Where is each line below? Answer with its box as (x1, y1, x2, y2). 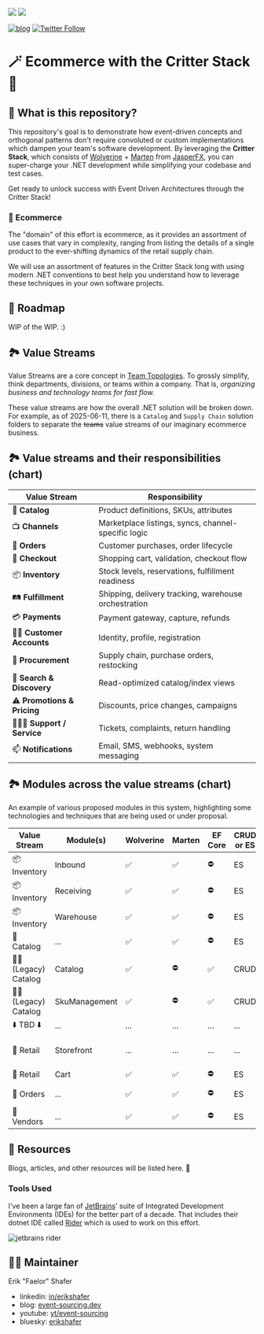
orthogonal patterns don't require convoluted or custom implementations (8, 135, 244, 145)
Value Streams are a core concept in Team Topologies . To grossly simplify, (8, 371, 250, 380)
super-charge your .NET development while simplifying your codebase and (8, 161, 251, 169)
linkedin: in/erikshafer (19, 1292, 90, 1302)
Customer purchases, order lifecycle (97, 540, 233, 551)
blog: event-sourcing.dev (19, 1300, 102, 1310)
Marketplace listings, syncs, (97, 517, 202, 528)
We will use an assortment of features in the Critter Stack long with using (8, 262, 244, 272)
